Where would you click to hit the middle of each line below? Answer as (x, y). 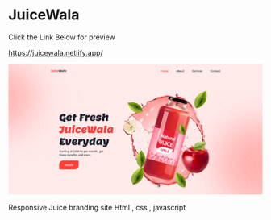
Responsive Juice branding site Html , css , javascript (97, 208)
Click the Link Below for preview (62, 37)
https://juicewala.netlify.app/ (56, 52)
